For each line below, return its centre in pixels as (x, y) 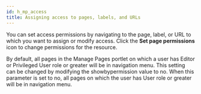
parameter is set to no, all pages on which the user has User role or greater (99, 78)
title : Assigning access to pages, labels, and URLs (73, 17)
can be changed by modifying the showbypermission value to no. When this (100, 71)
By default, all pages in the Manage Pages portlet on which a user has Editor (100, 59)
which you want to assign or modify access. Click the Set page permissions (100, 41)
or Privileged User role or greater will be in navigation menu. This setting (96, 65)
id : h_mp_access (26, 12)
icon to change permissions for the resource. (62, 47)
